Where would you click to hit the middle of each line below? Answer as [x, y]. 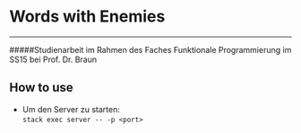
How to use [41, 88]
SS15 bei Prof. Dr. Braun [53, 59]
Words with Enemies [87, 17]
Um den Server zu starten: [71, 109]
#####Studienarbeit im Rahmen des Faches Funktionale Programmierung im [150, 49]
